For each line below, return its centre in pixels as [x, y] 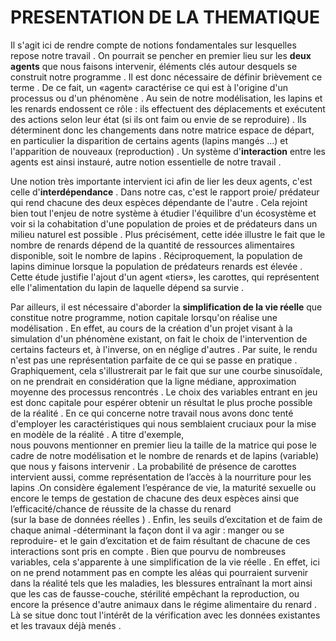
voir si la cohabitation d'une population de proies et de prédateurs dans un [164, 223]
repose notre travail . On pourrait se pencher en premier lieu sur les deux [161, 55]
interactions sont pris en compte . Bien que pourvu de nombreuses [148, 551]
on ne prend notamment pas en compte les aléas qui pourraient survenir [159, 572]
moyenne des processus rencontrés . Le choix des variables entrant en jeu [164, 392]
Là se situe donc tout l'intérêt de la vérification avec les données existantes [165, 615]
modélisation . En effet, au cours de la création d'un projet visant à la [151, 328]
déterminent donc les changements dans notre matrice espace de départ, [162, 130]
